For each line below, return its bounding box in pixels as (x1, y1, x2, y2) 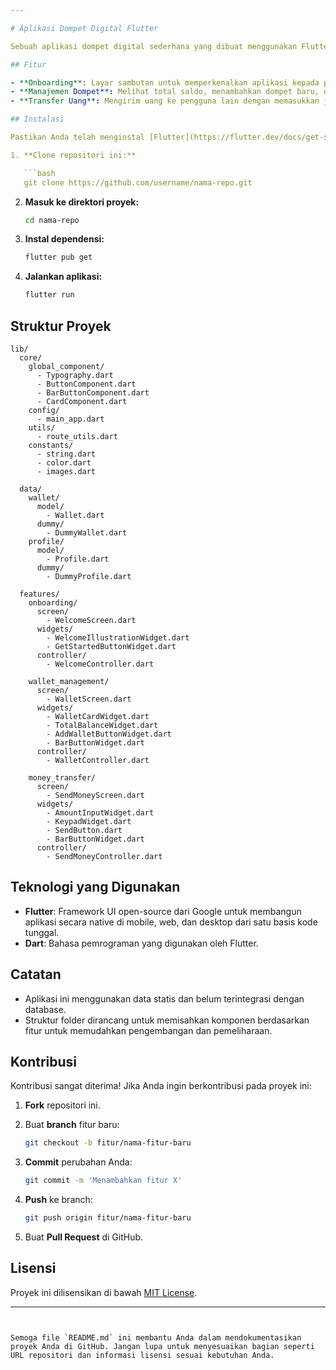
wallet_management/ (28, 676, 110, 686)
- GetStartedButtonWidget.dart (46, 641, 177, 651)
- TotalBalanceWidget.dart (46, 720, 159, 730)
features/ (19, 589, 60, 599)
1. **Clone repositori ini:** (10, 150, 137, 160)
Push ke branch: (24, 1194, 93, 1206)
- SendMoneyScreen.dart (46, 790, 145, 800)
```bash (23, 168, 56, 178)
